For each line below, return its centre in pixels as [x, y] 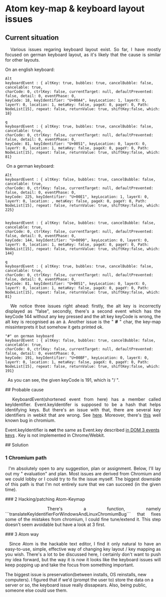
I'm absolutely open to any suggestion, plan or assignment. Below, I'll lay [84, 468]
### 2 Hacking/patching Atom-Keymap [45, 499]
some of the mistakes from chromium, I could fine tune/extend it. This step [83, 520]
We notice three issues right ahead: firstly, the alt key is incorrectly [85, 306]
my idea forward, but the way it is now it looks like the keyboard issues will [83, 560]
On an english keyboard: [30, 69]
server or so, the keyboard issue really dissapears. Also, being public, [76, 585]
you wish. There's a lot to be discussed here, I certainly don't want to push [83, 554]
